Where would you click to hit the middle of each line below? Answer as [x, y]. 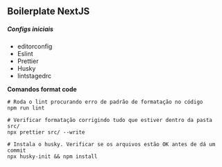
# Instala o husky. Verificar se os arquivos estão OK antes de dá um [111, 145]
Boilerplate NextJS [49, 11]
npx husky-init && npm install [52, 157]
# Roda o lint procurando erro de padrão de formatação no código [105, 102]
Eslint [25, 54]
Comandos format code [42, 89]
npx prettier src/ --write [46, 132]
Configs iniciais [31, 29]
